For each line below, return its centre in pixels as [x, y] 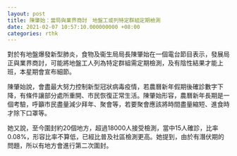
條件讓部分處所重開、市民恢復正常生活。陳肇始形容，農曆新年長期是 [124, 96]
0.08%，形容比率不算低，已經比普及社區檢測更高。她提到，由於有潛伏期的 [116, 137]
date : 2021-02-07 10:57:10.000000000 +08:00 [74, 27]
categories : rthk [33, 33]
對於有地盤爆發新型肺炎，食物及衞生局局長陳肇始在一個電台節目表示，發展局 [119, 54]
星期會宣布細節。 [50, 72]
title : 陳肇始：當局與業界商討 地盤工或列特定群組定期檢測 [84, 20]
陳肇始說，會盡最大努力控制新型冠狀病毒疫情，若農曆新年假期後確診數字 [112, 87]
